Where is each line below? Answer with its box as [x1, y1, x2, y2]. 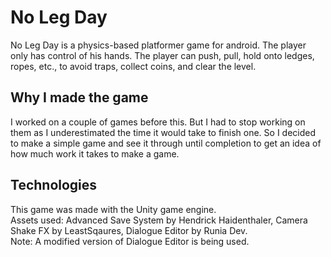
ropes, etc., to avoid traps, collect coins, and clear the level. [10, 60, 257, 72]
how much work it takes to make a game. [10, 147, 180, 160]
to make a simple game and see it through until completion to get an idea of [10, 137, 322, 149]
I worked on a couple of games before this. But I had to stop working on [10, 116, 306, 128]
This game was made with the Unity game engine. [10, 203, 217, 215]
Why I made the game [10, 89, 149, 106]
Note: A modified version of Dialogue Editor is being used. [10, 235, 250, 247]
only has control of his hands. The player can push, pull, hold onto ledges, [10, 49, 315, 61]
